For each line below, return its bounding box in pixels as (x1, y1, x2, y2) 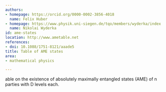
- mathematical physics (5, 58, 55, 63)
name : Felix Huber (9, 16, 48, 21)
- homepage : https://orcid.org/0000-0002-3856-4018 (5, 12, 114, 17)
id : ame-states (5, 30, 37, 35)
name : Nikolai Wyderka (9, 26, 57, 31)
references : (5, 40, 30, 45)
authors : (5, 7, 23, 12)
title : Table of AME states (5, 49, 64, 54)
